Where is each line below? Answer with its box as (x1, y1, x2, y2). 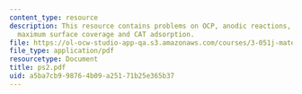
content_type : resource (9, 13, 99, 22)
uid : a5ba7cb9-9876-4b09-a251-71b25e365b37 (9, 72, 175, 81)
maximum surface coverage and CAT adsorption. (17, 30, 195, 38)
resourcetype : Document (9, 55, 99, 64)
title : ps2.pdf (9, 64, 67, 73)
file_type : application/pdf (9, 47, 115, 56)
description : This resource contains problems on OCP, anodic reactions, (9, 21, 292, 30)
